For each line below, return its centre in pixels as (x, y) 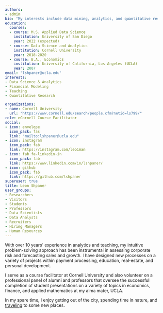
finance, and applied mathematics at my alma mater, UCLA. (64, 291)
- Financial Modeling (27, 86)
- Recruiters (18, 222)
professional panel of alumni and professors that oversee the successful (77, 280)
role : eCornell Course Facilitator (41, 118)
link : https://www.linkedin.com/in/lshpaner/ (56, 163)
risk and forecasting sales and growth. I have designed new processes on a (81, 255)
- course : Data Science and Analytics (49, 46)
